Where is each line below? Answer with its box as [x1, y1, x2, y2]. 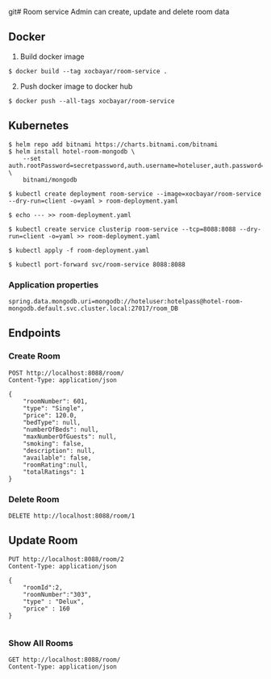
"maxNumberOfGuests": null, [23, 432, 117, 441]
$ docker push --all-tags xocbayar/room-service [8, 97, 175, 105]
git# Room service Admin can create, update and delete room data [8, 7, 230, 16]
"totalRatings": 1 [23, 467, 85, 476]
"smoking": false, [23, 439, 85, 447]
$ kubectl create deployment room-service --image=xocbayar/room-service [8, 190, 262, 198]
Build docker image [19, 52, 85, 61]
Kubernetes [8, 119, 69, 132]
